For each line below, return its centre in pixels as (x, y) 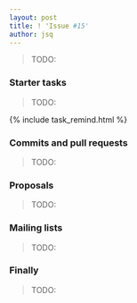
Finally (24, 271)
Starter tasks (38, 83)
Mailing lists (36, 228)
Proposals (32, 185)
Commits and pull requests (68, 142)
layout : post (33, 17)
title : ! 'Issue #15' (49, 26)
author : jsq (31, 34)
